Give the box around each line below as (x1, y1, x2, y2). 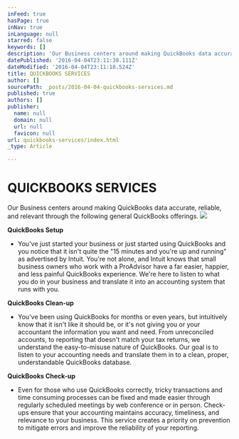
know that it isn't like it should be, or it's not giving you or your (17, 320, 201, 329)
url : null (14, 123, 43, 130)
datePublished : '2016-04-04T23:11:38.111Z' (7, 57, 139, 64)
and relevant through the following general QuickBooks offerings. (7, 212, 199, 221)
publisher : (7, 103, 40, 110)
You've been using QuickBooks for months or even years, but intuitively (17, 313, 228, 321)
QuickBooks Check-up (7, 372, 76, 381)
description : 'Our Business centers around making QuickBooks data (7, 51, 212, 58)
